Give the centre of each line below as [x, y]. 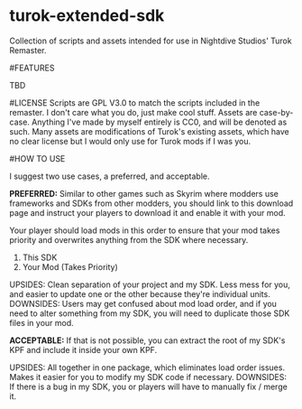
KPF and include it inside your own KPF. [83, 349]
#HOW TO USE [37, 158]
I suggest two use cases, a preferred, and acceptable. [110, 176]
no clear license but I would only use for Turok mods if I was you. [130, 141]
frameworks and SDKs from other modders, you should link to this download [151, 203]
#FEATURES [32, 68]
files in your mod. [41, 322]
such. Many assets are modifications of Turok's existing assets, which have [150, 131]
